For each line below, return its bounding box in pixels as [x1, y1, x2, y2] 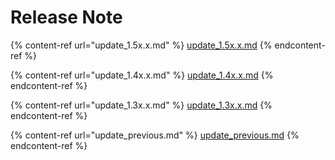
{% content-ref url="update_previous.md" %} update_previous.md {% [10, 129, 300, 141]
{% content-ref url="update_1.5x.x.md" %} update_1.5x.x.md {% [10, 39, 273, 51]
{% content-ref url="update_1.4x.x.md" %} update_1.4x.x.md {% [10, 69, 274, 81]
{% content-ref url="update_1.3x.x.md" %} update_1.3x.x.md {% [10, 99, 273, 111]
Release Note [10, 6, 123, 29]
